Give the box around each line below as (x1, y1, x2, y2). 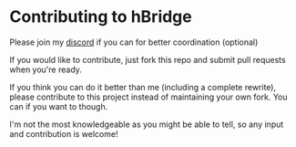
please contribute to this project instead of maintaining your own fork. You (9, 91, 288, 102)
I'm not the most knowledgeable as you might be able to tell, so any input (9, 119, 284, 130)
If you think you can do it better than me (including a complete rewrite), (9, 81, 276, 92)
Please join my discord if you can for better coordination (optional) (9, 37, 259, 47)
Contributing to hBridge (9, 6, 193, 27)
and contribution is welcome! (9, 128, 118, 139)
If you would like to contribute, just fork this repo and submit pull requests (9, 54, 286, 65)
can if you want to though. (9, 100, 108, 111)
